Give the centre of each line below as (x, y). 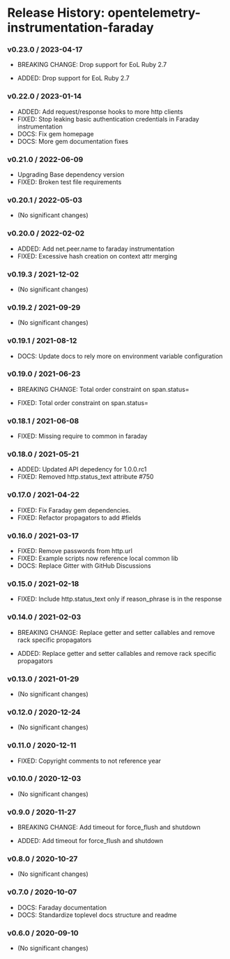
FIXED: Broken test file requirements (69, 182)
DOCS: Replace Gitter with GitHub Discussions (84, 566)
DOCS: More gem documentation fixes (73, 141)
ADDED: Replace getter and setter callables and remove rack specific (117, 653)
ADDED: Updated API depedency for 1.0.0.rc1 (82, 469)
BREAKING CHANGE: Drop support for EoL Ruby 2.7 (92, 65)
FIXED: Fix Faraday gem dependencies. (74, 510)
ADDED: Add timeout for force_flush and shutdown (90, 841)
